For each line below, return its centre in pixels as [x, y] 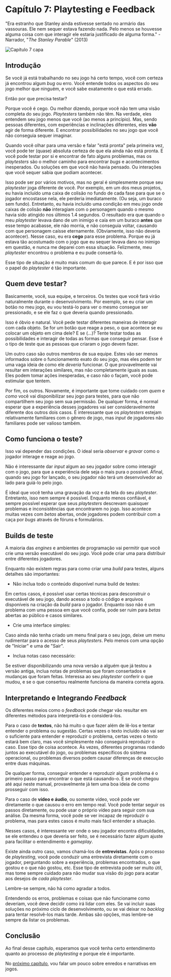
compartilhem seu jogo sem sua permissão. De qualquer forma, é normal [82, 401]
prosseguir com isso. [27, 789]
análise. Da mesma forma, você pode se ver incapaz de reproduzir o [77, 815]
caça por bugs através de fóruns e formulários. [55, 520]
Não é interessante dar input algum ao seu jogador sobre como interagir [81, 466]
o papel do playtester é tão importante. [46, 268]
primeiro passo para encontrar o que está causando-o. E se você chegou [82, 778]
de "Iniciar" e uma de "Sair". [35, 646]
